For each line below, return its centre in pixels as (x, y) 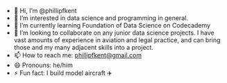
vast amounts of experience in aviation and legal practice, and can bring (117, 40)
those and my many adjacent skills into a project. (84, 47)
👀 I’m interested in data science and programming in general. (101, 18)
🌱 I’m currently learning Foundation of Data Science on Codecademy (112, 25)
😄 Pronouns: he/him (43, 65)
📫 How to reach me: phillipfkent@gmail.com (78, 55)
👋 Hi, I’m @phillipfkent (45, 11)
